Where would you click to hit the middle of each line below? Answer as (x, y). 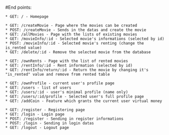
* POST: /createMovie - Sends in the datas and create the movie (76, 30)
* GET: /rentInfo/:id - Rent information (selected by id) (69, 65)
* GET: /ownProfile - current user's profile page (60, 83)
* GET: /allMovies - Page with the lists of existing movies (71, 35)
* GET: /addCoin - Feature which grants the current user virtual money (84, 101)
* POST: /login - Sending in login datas (50, 123)
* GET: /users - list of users (38, 88)
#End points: (19, 7)
